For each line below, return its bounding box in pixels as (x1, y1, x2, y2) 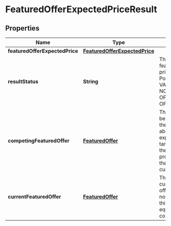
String (83, 78, 98, 85)
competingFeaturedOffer (8, 137, 70, 144)
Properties (5, 24, 40, 33)
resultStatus (8, 78, 39, 85)
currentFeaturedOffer (8, 193, 62, 200)
